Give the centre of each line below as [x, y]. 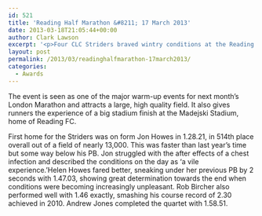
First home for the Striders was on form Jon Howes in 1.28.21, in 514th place [131, 136]
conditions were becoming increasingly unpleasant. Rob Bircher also [119, 186]
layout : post [29, 52]
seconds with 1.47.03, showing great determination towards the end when [127, 178]
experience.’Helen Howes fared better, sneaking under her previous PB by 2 [131, 170]
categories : [27, 67]
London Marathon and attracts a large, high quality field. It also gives [119, 104]
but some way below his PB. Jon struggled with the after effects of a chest [129, 153]
